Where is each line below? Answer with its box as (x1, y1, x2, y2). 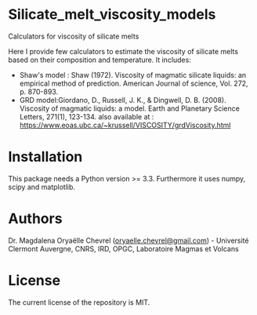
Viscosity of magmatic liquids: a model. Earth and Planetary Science (19, 104, 241, 113)
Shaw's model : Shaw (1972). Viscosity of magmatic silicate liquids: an (19, 70, 247, 79)
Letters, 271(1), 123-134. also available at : (19, 112, 154, 121)
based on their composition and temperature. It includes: (8, 55, 192, 64)
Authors (8, 210, 63, 228)
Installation (8, 148, 83, 166)
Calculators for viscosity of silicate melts (8, 31, 139, 41)
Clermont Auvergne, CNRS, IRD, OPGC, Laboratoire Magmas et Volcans (8, 244, 239, 253)
